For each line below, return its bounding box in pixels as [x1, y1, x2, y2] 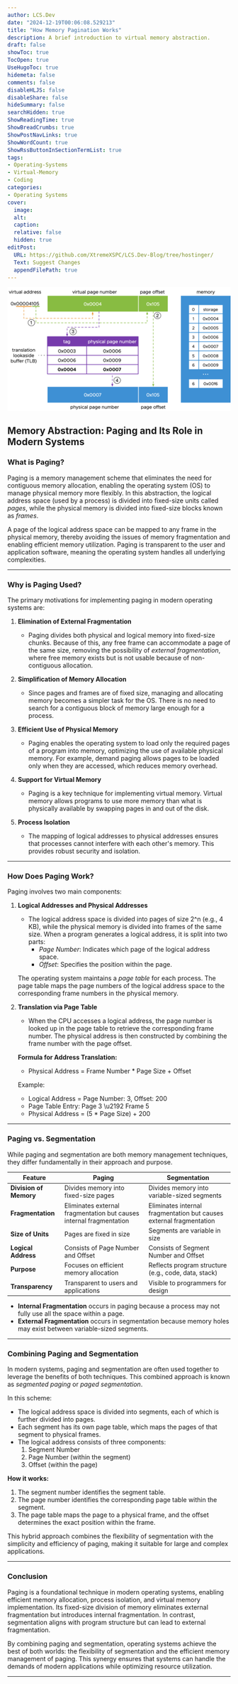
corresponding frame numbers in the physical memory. [17, 989, 179, 998]
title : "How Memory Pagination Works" [7, 26, 122, 33]
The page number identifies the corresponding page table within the [17, 1496, 217, 1504]
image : [13, 206, 33, 213]
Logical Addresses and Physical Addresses [17, 901, 148, 910]
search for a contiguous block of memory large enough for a [28, 704, 205, 712]
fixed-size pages [64, 1191, 115, 1200]
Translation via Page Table [17, 1003, 98, 1012]
